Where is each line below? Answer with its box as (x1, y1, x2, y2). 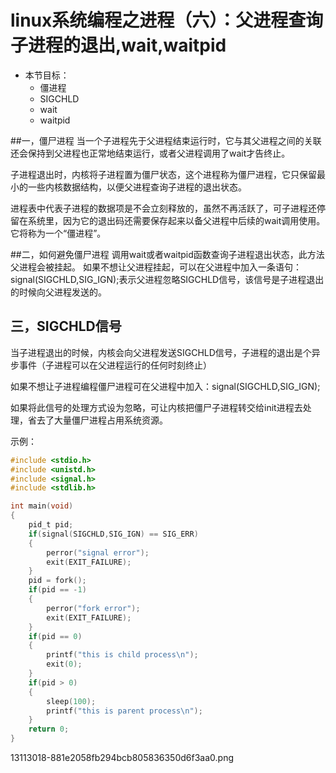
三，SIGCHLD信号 (10, 318, 122, 335)
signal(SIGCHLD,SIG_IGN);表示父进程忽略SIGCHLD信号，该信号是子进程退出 (10, 273, 325, 285)
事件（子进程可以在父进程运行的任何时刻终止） (18, 359, 212, 371)
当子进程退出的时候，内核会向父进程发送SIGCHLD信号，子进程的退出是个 (10, 346, 312, 358)
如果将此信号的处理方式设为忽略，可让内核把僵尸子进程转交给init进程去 (10, 401, 303, 413)
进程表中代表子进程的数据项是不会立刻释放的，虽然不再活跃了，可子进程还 (10, 202, 317, 214)
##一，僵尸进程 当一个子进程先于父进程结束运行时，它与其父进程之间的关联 (10, 134, 322, 146)
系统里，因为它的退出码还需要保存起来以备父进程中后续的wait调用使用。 (27, 214, 326, 226)
